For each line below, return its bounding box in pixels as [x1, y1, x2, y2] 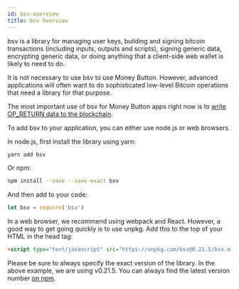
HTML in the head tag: [7, 232, 73, 241]
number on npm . [7, 274, 56, 282]
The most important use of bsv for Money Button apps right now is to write [7, 102, 226, 110]
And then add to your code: [7, 190, 88, 199]
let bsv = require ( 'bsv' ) [7, 204, 84, 211]
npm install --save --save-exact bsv [7, 177, 119, 185]
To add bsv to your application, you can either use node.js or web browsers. [7, 123, 230, 132]
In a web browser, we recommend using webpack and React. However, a [7, 217, 221, 226]
